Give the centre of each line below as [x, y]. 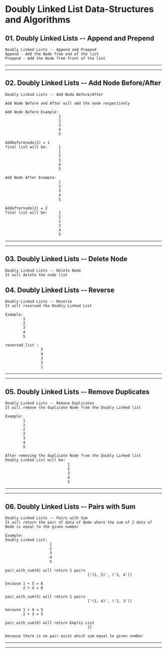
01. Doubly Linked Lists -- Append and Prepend [80, 38]
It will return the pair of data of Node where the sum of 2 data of [79, 523]
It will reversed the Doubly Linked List [49, 306]
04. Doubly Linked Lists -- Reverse [60, 290]
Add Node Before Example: [32, 112]
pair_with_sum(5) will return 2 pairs [45, 597]
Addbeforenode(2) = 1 [28, 143]
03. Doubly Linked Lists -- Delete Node [66, 259]
